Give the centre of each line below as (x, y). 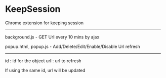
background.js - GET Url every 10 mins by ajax (52, 37)
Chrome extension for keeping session (44, 23)
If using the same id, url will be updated (45, 70)
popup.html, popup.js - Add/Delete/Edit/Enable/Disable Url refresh (73, 46)
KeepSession (33, 9)
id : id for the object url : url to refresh (43, 61)
